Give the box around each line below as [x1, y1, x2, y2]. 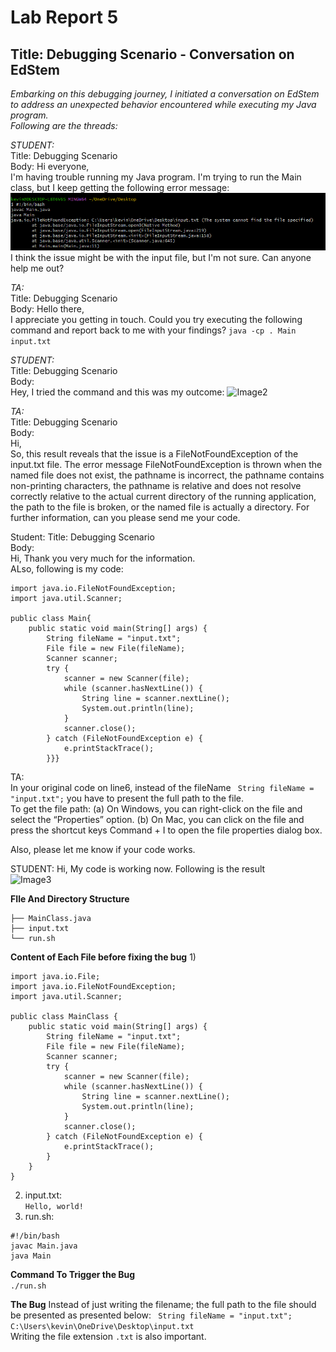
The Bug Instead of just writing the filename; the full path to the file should [10, 1299, 317, 1311]
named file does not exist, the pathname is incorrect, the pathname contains [10, 469, 325, 481]
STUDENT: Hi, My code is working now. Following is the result [10, 863, 266, 875]
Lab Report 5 [10, 6, 119, 29]
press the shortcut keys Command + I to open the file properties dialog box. [10, 824, 323, 836]
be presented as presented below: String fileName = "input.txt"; [10, 1309, 293, 1321]
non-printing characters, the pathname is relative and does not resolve [10, 480, 302, 492]
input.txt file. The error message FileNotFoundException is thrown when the [10, 459, 323, 471]
